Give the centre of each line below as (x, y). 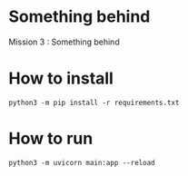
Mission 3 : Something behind (64, 42)
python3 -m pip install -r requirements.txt (94, 103)
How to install (61, 78)
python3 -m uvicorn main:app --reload (82, 162)
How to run (51, 139)
